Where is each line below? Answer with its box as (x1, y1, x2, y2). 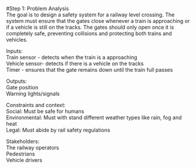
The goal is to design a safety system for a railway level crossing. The (6, 11, 175, 18)
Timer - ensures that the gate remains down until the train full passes (6, 66, 173, 73)
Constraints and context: (6, 102, 66, 108)
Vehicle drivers (6, 157, 43, 163)
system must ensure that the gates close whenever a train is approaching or (6, 18, 190, 24)
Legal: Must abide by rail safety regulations (6, 126, 110, 133)
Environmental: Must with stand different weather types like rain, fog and (6, 114, 182, 121)
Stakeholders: (6, 138, 40, 145)
